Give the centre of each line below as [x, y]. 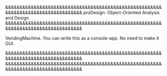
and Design [17, 18]
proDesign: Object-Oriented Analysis [121, 12]
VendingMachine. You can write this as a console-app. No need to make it [82, 38]
